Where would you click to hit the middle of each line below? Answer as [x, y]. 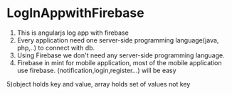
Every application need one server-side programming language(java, [118, 40]
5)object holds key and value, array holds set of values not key [99, 84]
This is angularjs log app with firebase [73, 33]
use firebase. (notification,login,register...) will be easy [96, 70]
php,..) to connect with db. [56, 47]
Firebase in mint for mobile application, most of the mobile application [119, 62]
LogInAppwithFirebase [75, 13]
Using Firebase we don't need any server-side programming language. [121, 55]
